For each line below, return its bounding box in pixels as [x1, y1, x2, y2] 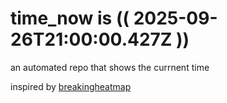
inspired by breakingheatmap [10, 80, 132, 92]
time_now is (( [10, 7, 130, 30]
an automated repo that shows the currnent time [10, 61, 210, 73]
